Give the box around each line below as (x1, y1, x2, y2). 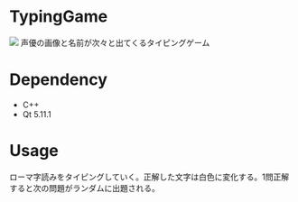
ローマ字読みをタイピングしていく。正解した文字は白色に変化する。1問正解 (9, 171, 290, 182)
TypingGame (9, 6, 108, 27)
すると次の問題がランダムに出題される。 (9, 182, 160, 193)
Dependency (9, 69, 108, 90)
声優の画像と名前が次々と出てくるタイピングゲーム (20, 37, 210, 48)
